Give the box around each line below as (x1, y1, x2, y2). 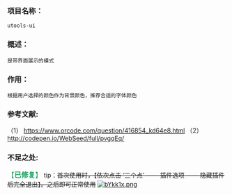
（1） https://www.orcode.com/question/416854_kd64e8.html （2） (7, 126, 203, 135)
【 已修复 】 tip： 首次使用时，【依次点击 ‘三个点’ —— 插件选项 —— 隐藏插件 (7, 170, 225, 180)
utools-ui (7, 22, 36, 29)
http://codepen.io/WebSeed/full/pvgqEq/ (7, 134, 125, 143)
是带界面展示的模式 (7, 57, 54, 64)
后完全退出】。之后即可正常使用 (7, 180, 96, 189)
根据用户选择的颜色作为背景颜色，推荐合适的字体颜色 (7, 92, 137, 99)
